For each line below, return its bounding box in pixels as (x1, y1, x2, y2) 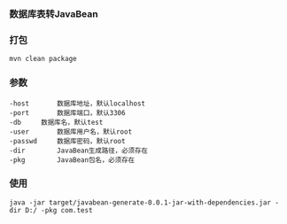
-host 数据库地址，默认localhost (9, 99, 146, 108)
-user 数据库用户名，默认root (9, 127, 133, 136)
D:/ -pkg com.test (25, 205, 93, 214)
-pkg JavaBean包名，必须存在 (9, 155, 136, 165)
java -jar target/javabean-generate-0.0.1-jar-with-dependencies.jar (9, 197, 272, 207)
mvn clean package (9, 55, 77, 64)
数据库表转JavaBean (9, 7, 99, 19)
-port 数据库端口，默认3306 (9, 108, 126, 117)
